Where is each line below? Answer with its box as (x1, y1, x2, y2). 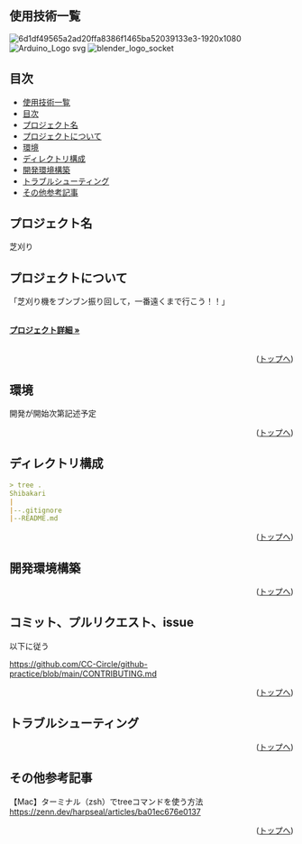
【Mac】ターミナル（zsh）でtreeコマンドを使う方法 (9, 796, 204, 807)
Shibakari (9, 489, 47, 498)
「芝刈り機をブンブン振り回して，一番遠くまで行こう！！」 (9, 296, 230, 307)
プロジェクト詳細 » (9, 325, 80, 335)
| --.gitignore (9, 506, 63, 515)
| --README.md (9, 514, 59, 523)
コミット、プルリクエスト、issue (9, 615, 194, 630)
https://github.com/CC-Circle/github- (9, 658, 149, 669)
